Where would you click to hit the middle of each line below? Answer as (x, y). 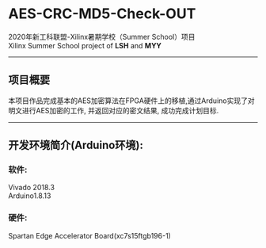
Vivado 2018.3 (32, 188)
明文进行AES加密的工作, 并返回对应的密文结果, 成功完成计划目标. (114, 110)
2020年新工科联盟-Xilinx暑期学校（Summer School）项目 (102, 36)
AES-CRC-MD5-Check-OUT (102, 14)
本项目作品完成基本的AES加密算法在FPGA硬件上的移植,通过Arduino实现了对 (131, 101)
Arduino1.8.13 (30, 196)
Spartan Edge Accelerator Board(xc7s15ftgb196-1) (90, 235)
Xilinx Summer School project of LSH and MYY (85, 45)
